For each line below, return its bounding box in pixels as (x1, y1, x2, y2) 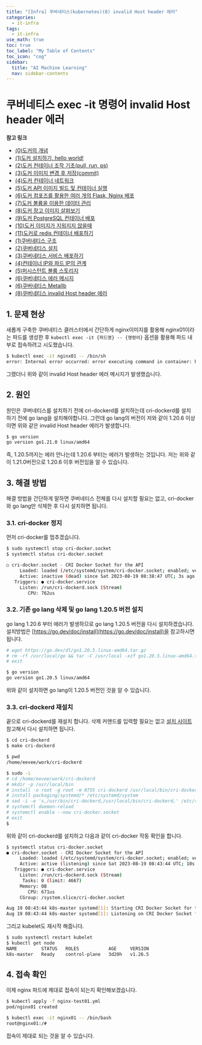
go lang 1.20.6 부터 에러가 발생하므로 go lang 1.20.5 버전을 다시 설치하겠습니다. (6, 620, 194, 627)
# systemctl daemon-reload (6, 804, 74, 810)
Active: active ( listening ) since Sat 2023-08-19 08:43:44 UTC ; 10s (19, 861, 195, 867)
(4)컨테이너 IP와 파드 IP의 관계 (14, 260, 87, 267)
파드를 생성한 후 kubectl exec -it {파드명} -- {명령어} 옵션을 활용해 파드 (12, 334, 186, 340)
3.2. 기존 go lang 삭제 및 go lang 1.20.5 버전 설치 (6, 605, 143, 614)
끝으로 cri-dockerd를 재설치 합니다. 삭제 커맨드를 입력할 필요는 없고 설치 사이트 (6, 718, 192, 725)
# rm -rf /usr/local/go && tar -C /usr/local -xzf (6, 653, 136, 659)
